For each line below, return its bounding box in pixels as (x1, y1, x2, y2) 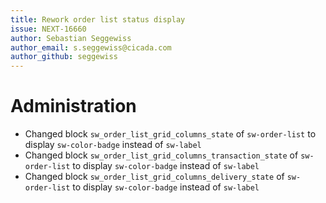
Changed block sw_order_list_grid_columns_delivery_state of (24, 171, 285, 183)
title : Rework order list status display (10, 14, 186, 25)
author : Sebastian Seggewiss (10, 33, 132, 43)
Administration (10, 95, 137, 118)
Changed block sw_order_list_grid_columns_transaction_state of (24, 149, 299, 161)
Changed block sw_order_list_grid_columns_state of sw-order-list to (24, 128, 317, 140)
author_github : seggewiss (10, 52, 118, 62)
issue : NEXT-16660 (10, 24, 87, 34)
